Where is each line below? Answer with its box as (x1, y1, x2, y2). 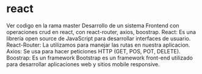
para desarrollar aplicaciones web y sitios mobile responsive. (6, 60, 160, 68)
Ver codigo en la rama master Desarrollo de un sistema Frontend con (6, 22, 179, 29)
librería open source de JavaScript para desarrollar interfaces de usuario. (6, 35, 191, 42)
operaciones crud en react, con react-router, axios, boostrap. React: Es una (6, 28, 197, 35)
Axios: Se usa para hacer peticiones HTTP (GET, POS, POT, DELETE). (6, 47, 181, 55)
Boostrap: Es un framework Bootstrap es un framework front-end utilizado (6, 54, 193, 61)
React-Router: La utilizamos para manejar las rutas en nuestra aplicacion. (6, 41, 190, 49)
